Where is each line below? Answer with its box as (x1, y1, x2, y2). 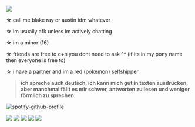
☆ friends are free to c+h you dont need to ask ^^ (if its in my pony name (6, 50, 183, 57)
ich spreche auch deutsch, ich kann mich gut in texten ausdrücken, (20, 80, 188, 86)
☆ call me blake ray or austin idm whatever (6, 16, 111, 23)
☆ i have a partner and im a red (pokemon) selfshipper (6, 68, 139, 75)
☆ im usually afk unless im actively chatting (6, 28, 113, 35)
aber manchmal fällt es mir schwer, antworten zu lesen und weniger (20, 85, 190, 92)
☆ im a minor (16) (6, 39, 49, 46)
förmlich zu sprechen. (20, 92, 76, 99)
